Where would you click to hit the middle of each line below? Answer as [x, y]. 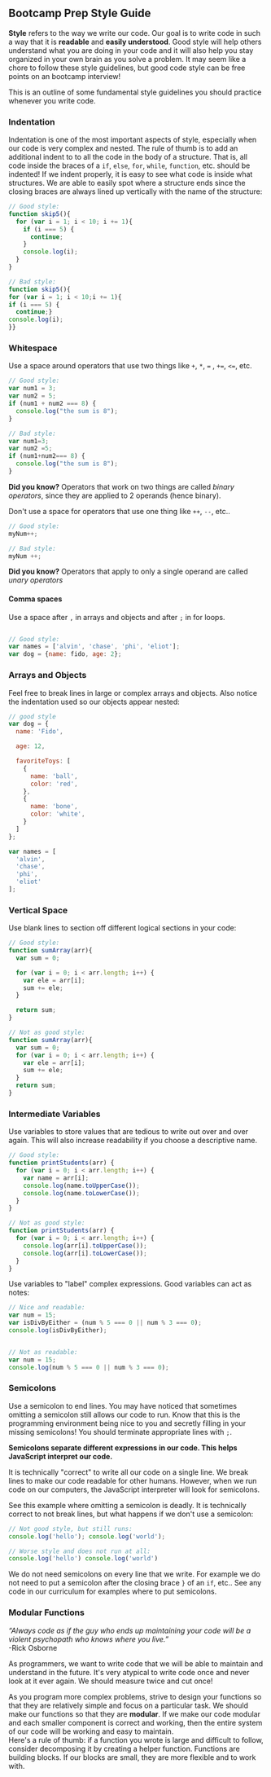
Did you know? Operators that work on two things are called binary [121, 486]
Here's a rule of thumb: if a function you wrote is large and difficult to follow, [136, 1740]
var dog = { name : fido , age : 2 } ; [65, 654]
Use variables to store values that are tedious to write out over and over [129, 1132]
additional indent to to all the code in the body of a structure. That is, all [128, 157]
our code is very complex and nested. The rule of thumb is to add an [123, 148]
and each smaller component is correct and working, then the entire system [135, 1722]
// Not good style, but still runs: [70, 1528]
